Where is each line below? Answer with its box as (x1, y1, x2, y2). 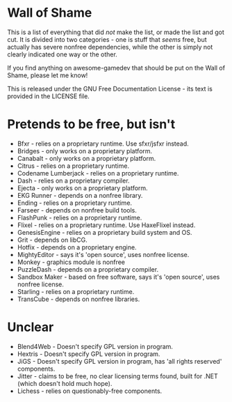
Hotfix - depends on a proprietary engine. (17, 242, 137, 252)
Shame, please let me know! (7, 71, 88, 79)
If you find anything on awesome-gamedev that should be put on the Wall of (7, 63, 226, 72)
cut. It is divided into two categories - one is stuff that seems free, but (7, 35, 207, 43)
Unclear (7, 319, 54, 335)
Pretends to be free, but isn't (7, 116, 176, 132)
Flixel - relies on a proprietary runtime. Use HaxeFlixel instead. (17, 221, 196, 229)
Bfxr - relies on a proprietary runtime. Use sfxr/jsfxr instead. (17, 139, 189, 148)
